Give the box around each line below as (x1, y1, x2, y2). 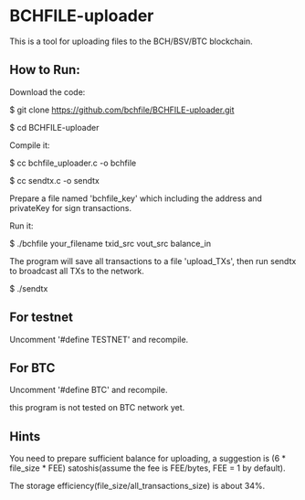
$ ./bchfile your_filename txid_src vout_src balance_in (9, 238, 212, 249)
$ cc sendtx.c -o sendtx (9, 175, 100, 186)
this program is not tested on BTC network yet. (9, 402, 185, 413)
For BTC (9, 360, 56, 376)
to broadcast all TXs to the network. (9, 265, 144, 276)
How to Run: (9, 62, 80, 78)
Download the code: (9, 86, 86, 97)
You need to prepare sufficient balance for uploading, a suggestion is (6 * (9, 453, 286, 464)
